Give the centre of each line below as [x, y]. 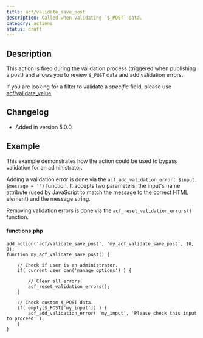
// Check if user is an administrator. [68, 265]
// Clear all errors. [56, 281]
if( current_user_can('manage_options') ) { [74, 270]
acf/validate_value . [29, 93]
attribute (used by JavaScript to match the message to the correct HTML [97, 192]
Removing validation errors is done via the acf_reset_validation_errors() [99, 210]
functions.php [25, 231]
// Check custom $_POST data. [56, 303]
